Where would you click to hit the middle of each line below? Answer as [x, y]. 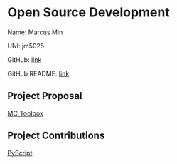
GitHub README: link [38, 73]
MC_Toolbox [26, 113]
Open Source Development [89, 12]
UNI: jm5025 [26, 46]
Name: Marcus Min [35, 32]
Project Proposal [45, 96]
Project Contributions [56, 136]
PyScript [20, 153]
